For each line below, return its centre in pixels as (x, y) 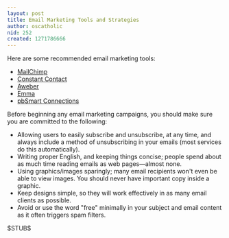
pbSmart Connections (48, 101)
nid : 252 (20, 33)
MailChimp (32, 72)
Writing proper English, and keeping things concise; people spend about (119, 157)
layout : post (26, 13)
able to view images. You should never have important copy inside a (113, 178)
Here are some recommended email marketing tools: (81, 58)
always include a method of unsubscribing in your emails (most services (119, 142)
